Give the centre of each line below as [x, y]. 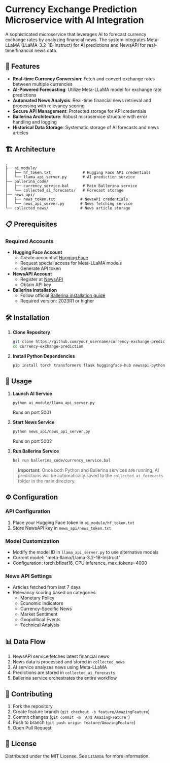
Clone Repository [31, 332]
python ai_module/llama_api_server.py [54, 403]
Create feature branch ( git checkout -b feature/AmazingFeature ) [81, 712]
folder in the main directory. [47, 481]
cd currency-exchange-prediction [48, 346]
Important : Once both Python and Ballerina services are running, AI [88, 470]
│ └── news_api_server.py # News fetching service [69, 204]
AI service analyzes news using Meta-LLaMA [60, 667]
